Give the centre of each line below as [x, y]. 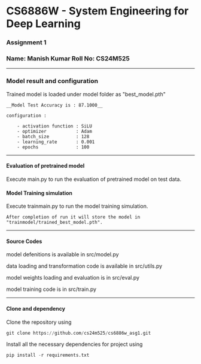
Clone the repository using [39, 322]
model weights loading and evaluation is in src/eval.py [73, 278]
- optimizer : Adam [55, 131]
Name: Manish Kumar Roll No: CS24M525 [68, 59]
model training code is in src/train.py [51, 289]
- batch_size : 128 [53, 136]
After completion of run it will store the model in [73, 217]
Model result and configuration [52, 81]
